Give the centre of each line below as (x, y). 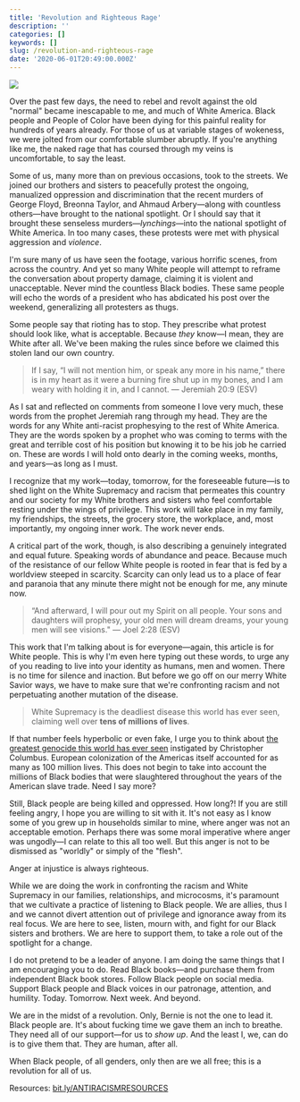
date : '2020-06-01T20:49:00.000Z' (74, 59)
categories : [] (37, 34)
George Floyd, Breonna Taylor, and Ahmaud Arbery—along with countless (145, 204)
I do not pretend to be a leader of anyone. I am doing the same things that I (147, 960)
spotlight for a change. (51, 943)
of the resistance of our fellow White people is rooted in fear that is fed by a (148, 565)
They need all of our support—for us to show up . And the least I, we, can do (149, 1034)
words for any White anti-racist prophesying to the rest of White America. (144, 425)
